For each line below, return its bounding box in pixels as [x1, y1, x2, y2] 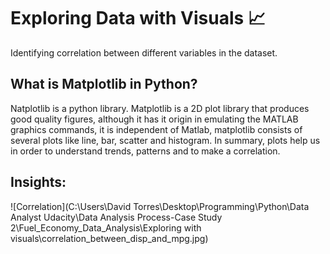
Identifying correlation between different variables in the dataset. [10, 46, 278, 59]
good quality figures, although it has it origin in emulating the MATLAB [10, 113, 299, 125]
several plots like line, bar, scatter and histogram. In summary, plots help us [10, 134, 321, 146]
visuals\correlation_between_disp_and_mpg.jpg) [10, 232, 209, 244]
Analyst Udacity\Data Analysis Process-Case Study [10, 211, 223, 223]
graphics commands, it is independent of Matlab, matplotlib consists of [10, 123, 303, 135]
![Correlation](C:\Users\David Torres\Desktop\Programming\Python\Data [10, 200, 310, 212]
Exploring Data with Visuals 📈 [10, 7, 266, 30]
